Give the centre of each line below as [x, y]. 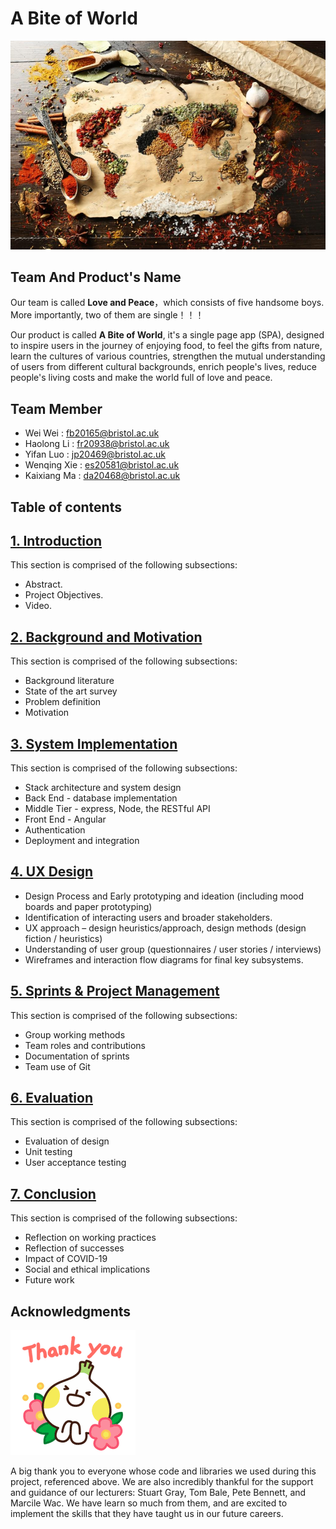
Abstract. [43, 584]
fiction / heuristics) [63, 938]
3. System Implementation [94, 743]
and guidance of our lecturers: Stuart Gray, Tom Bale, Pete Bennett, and [158, 1493]
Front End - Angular [65, 819]
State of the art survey [71, 691]
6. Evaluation [51, 1098]
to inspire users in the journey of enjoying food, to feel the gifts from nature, [166, 346]
